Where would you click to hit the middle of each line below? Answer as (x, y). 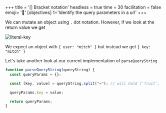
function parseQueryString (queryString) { (50, 70)
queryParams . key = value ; (37, 92)
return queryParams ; (31, 102)
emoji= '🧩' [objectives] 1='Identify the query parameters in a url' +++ (76, 12)
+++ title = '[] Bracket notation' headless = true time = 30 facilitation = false (83, 7)
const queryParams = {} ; (35, 74)
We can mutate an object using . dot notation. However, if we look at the (80, 22)
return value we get (25, 27)
